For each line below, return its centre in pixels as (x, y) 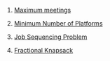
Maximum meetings (42, 10)
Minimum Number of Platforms (58, 23)
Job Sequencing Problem (50, 37)
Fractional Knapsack (43, 50)
